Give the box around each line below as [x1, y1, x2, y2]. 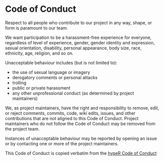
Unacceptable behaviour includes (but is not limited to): [5, 60, 117, 65]
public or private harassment [12, 85, 71, 91]
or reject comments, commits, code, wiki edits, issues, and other [5, 110, 136, 116]
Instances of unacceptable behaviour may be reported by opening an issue [5, 135, 157, 141]
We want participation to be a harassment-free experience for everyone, [5, 34, 152, 40]
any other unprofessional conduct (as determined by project [12, 90, 134, 96]
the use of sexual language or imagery [12, 69, 90, 75]
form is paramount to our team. [5, 25, 68, 31]
